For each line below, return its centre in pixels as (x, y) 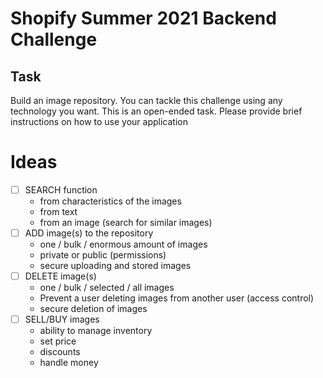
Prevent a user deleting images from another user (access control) (177, 298)
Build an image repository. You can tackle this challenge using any (146, 100)
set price (58, 341)
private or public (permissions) (103, 255)
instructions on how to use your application (99, 121)
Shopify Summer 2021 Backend (143, 18)
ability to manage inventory (96, 331)
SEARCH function (61, 189)
